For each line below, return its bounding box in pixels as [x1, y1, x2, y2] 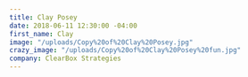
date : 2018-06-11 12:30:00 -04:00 [9, 21, 138, 30]
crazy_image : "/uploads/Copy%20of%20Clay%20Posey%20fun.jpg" [9, 46, 242, 55]
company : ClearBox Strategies [9, 54, 122, 63]
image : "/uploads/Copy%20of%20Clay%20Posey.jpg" [9, 37, 194, 47]
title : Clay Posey [9, 12, 78, 22]
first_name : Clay [9, 29, 74, 38]
